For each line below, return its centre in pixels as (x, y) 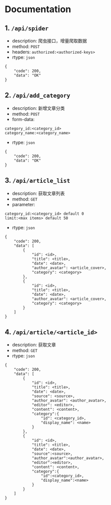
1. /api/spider (27, 28)
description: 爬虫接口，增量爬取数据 (49, 41)
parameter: (23, 204)
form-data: (23, 119)
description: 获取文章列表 (38, 193)
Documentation (38, 9)
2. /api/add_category (38, 95)
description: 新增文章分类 (38, 108)
